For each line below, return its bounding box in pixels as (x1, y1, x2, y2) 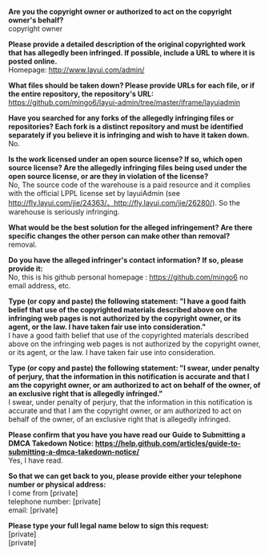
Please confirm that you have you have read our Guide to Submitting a (8, 430, 246, 439)
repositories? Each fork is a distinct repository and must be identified (8, 122, 243, 131)
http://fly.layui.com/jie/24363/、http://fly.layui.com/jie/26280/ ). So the (8, 198, 240, 207)
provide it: (8, 264, 43, 273)
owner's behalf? (8, 15, 64, 25)
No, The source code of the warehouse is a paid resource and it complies (8, 180, 251, 190)
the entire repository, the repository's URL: (8, 89, 155, 99)
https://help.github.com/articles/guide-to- (94, 439, 242, 448)
